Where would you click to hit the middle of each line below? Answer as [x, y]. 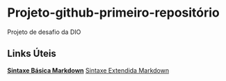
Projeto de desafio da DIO [44, 32]
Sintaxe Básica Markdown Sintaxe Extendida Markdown [88, 70]
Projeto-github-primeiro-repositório [114, 13]
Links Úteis [32, 54]
